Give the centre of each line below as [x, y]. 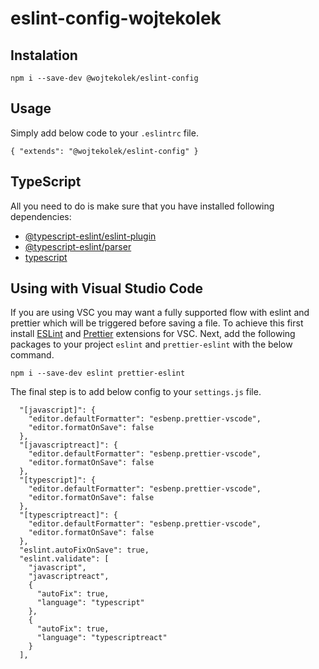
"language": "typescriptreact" [102, 638]
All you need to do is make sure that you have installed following [142, 206]
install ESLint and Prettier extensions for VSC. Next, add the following [153, 334]
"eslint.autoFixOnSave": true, [84, 550]
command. [32, 355]
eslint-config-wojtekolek [116, 18]
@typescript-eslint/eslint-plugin [90, 236]
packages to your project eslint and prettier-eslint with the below [151, 344]
